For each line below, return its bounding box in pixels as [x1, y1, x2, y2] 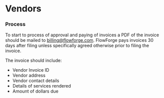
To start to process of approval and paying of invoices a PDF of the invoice [5, 32, 159, 38]
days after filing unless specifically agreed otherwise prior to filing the [5, 43, 149, 49]
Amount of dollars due [12, 88, 58, 95]
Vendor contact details [12, 78, 59, 84]
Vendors [5, 3, 41, 14]
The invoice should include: [5, 58, 62, 64]
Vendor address [12, 73, 46, 79]
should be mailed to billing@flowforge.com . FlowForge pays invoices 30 [5, 37, 154, 43]
